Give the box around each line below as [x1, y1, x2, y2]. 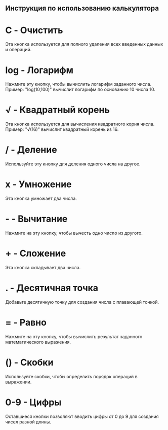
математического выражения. [5, 339, 71, 345]
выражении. [5, 379, 32, 385]
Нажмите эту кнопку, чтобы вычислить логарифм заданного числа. [5, 81, 152, 87]
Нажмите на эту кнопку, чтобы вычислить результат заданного [5, 333, 143, 339]
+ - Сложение [5, 248, 66, 259]
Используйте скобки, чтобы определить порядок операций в [5, 373, 138, 379]
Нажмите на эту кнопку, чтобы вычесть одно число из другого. [5, 230, 143, 236]
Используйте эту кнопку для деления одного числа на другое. [5, 161, 141, 167]
